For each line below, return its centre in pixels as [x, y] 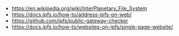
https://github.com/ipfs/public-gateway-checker [70, 21]
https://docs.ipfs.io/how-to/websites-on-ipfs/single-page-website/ [92, 27]
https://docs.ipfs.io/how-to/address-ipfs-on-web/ [72, 15]
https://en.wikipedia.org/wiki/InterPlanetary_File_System [79, 8]
